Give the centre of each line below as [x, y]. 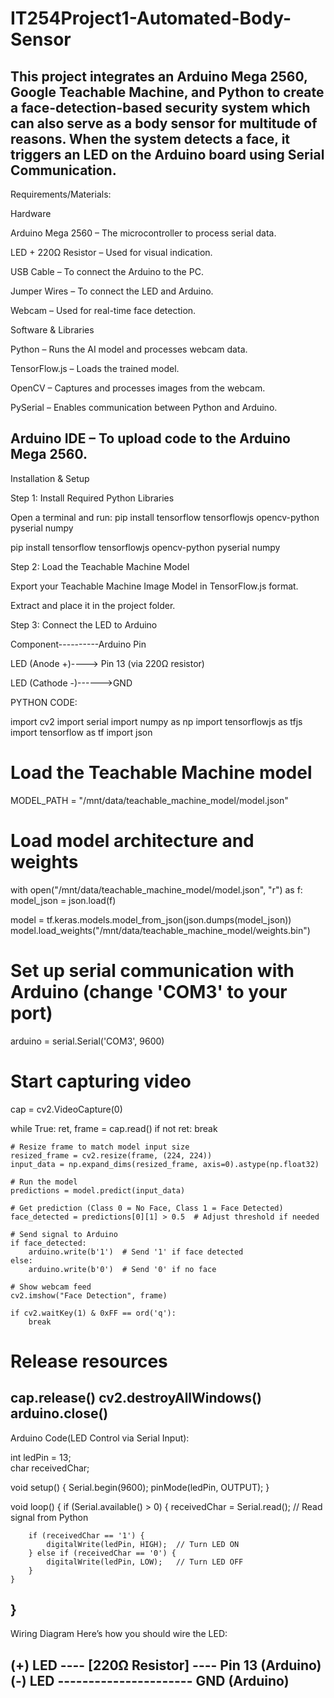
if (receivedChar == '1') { [86, 1535]
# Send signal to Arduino [64, 1234]
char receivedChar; [50, 1468]
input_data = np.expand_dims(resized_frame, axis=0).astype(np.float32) [165, 1164]
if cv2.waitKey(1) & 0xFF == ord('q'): [93, 1313]
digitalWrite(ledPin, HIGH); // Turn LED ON [143, 1544]
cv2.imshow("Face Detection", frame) [89, 1295]
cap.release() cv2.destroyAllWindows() [136, 1398]
